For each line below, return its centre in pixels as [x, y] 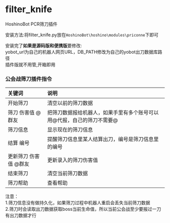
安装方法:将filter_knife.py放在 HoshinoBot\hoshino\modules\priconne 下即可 [82, 34]
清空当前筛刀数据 [68, 173]
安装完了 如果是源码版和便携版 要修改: [44, 45]
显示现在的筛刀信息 [70, 130]
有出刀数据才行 [21, 215]
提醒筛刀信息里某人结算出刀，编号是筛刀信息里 [103, 139]
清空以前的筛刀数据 [70, 103]
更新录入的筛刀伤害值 [73, 160]
